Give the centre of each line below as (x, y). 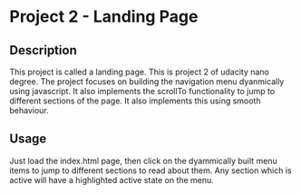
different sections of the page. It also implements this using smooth (135, 101)
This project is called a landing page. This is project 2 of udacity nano (140, 72)
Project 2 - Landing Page (104, 17)
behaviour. (29, 110)
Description (43, 50)
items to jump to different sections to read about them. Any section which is (150, 170)
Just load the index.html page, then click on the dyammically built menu (144, 160)
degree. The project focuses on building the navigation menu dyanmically (147, 82)
